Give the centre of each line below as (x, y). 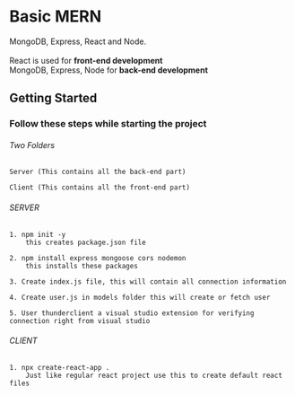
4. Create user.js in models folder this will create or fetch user (140, 297)
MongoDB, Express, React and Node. (78, 41)
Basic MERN (55, 17)
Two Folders (32, 145)
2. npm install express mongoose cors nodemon (98, 258)
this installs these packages (82, 266)
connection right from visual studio (80, 320)
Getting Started (53, 98)
